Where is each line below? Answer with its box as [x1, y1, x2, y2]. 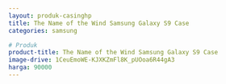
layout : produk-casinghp [8, 11, 92, 20]
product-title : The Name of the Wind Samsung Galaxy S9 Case [8, 49, 219, 57]
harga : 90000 [8, 63, 52, 72]
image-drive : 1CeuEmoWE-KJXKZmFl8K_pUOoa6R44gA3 [8, 56, 175, 64]
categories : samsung [8, 26, 78, 34]
